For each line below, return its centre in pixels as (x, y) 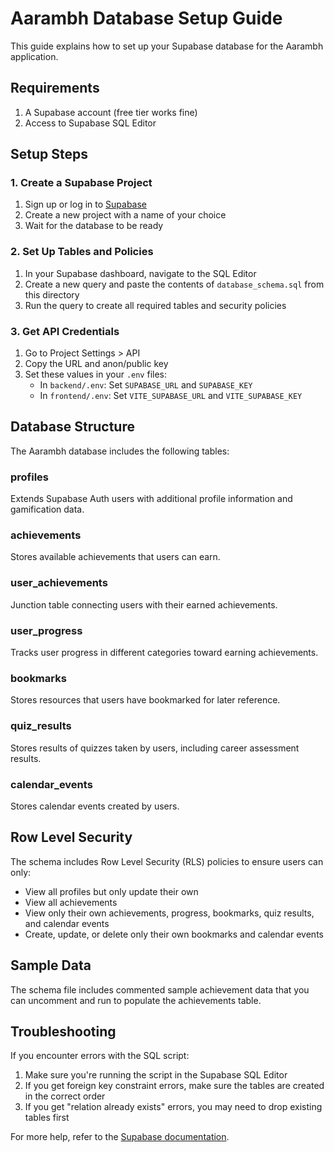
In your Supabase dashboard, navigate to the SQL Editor (140, 273)
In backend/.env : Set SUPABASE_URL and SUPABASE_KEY (146, 385)
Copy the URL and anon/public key (96, 364)
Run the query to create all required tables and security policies (155, 305)
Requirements (55, 88)
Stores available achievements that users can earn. (115, 557)
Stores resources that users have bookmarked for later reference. (145, 700)
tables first (47, 1118)
